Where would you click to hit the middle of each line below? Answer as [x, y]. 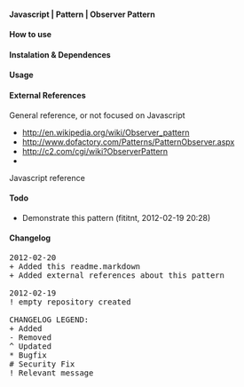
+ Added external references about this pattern [117, 275]
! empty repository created [70, 302]
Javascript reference [47, 178]
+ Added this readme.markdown [75, 266]
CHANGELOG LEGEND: [49, 320]
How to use [30, 35]
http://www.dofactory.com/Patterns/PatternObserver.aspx [128, 142]
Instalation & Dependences [60, 54]
